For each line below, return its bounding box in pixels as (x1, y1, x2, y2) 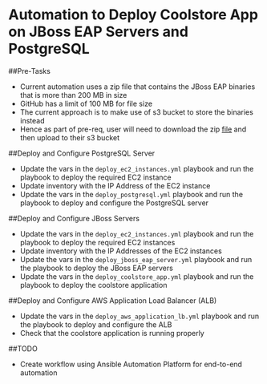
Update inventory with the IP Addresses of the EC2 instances (19, 246, 222, 256)
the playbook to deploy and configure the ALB (19, 319, 172, 329)
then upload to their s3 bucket (19, 132, 120, 142)
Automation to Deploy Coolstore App (8, 6, 259, 24)
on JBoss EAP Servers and (8, 22, 188, 41)
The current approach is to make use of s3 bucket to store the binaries (19, 107, 254, 117)
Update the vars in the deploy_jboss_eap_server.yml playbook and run (19, 254, 253, 264)
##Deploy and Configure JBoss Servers (8, 213, 140, 223)
